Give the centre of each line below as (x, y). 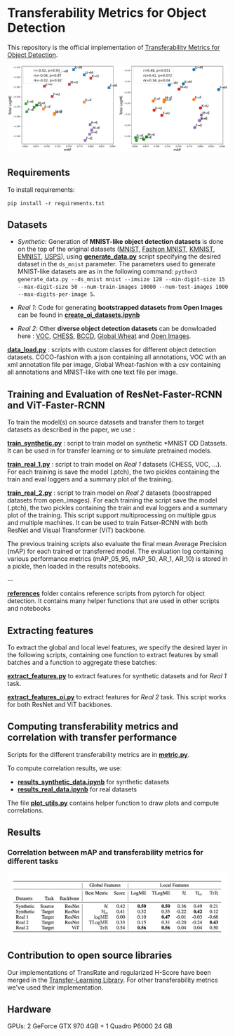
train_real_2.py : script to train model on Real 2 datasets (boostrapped (109, 493)
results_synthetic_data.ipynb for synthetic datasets (93, 782)
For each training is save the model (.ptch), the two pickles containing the (113, 472)
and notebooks (29, 609)
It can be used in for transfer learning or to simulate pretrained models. (110, 451)
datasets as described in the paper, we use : (71, 429)
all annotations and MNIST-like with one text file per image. (93, 372)
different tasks (33, 861)
